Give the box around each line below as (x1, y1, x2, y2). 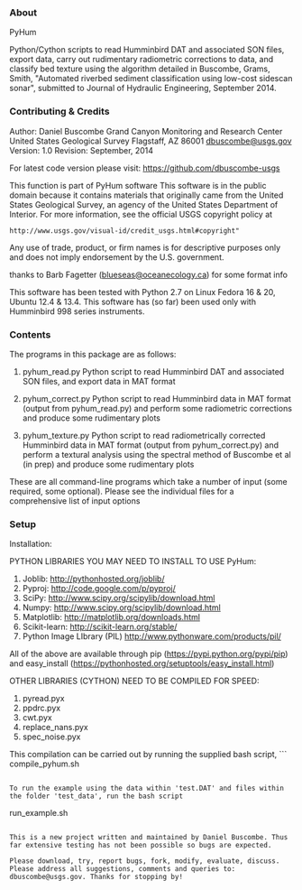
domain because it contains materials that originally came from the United (9, 190, 284, 200)
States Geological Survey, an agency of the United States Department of (9, 199, 279, 209)
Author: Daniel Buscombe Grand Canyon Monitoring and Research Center (9, 125, 283, 136)
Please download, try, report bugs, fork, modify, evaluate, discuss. (9, 857, 280, 866)
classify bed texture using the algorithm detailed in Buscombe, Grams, (9, 63, 270, 74)
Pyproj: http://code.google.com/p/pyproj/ (22, 583, 176, 594)
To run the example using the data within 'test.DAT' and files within (9, 783, 284, 793)
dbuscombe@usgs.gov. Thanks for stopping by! (9, 873, 183, 882)
